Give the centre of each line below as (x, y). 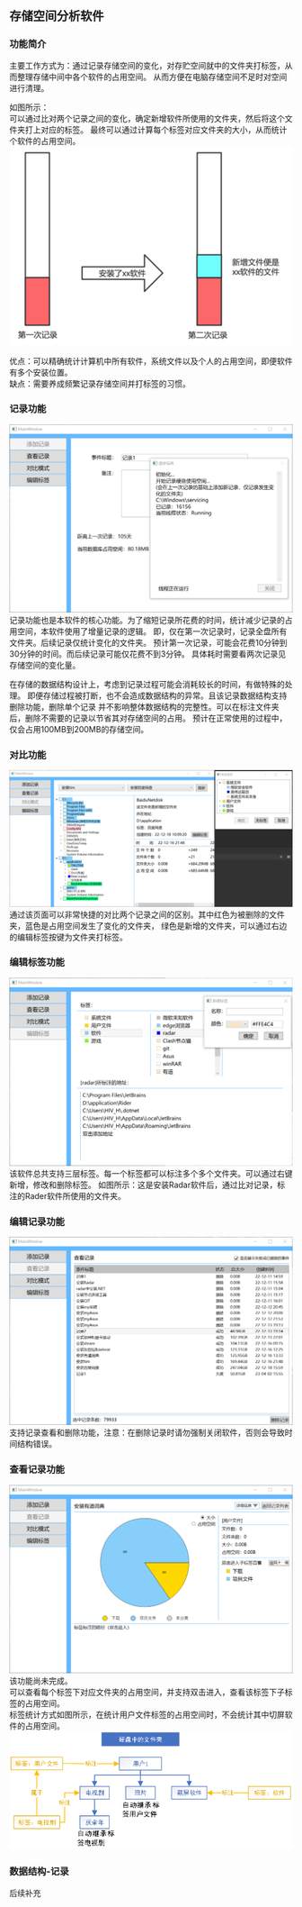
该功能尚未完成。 (41, 1680)
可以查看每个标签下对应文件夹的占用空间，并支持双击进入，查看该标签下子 (147, 1692)
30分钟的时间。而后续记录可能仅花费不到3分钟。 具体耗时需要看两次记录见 (148, 654)
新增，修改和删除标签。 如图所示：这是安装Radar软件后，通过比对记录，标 (147, 1185)
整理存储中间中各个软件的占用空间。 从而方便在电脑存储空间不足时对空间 (152, 77)
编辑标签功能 (37, 962)
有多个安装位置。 (41, 372)
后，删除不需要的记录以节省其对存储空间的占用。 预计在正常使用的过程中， (148, 718)
